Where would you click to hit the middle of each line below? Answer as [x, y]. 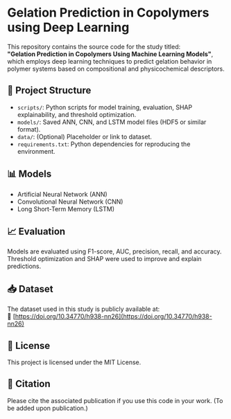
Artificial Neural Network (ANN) [62, 194]
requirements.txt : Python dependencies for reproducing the [104, 144]
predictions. [24, 266]
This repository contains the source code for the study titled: [94, 46]
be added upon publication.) [48, 408]
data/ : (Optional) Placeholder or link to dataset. [85, 136]
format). [29, 129]
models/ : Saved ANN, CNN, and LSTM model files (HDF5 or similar [112, 122]
